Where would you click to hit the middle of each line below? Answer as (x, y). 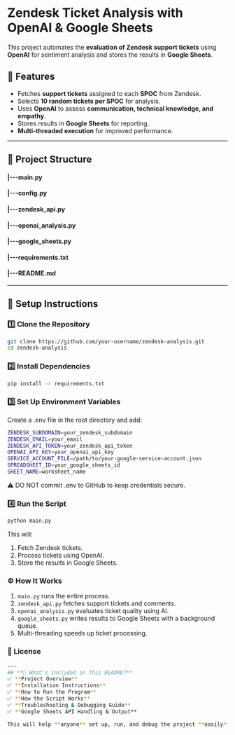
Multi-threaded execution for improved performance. (95, 130)
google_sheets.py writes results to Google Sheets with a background (116, 619)
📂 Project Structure (50, 159)
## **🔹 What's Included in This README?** (70, 673)
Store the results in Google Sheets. (67, 563)
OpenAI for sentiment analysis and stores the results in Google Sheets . (110, 55)
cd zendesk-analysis (37, 348)
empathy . (32, 116)
